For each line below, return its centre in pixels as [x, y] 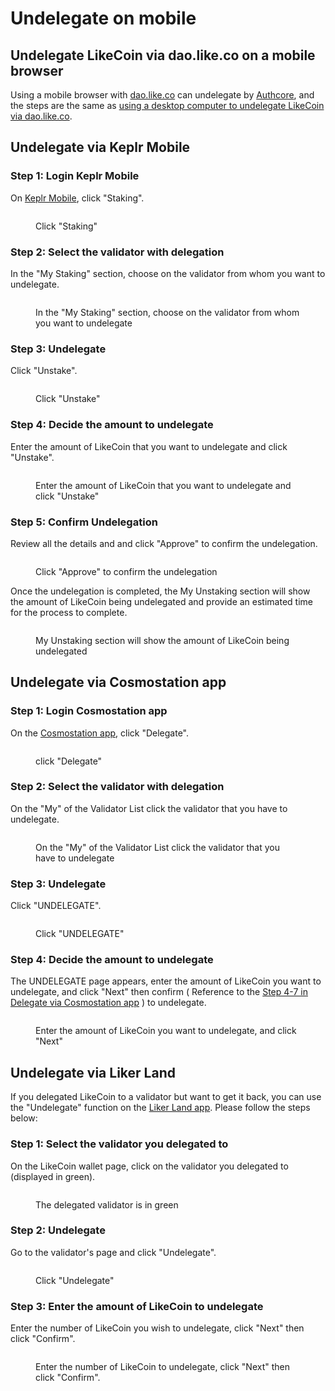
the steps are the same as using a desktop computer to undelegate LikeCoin [167, 105]
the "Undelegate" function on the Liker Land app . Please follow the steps [160, 1108]
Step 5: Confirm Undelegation [84, 522]
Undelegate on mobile [103, 18]
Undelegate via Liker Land [93, 1072]
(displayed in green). [53, 1176]
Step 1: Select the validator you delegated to [119, 1144]
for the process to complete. [69, 612]
